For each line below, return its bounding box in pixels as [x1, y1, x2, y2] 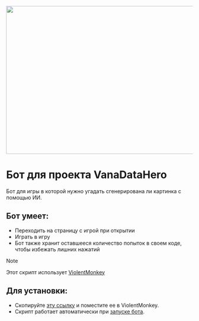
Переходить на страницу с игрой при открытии [14, 227, 135, 234]
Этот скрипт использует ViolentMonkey [6, 268, 105, 275]
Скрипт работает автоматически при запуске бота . [14, 308, 145, 315]
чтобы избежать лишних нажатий [14, 246, 100, 253]
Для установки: [6, 286, 68, 296]
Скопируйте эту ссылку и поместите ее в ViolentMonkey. [14, 301, 159, 309]
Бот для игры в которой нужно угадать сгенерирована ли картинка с [6, 187, 182, 195]
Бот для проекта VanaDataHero [6, 168, 168, 182]
